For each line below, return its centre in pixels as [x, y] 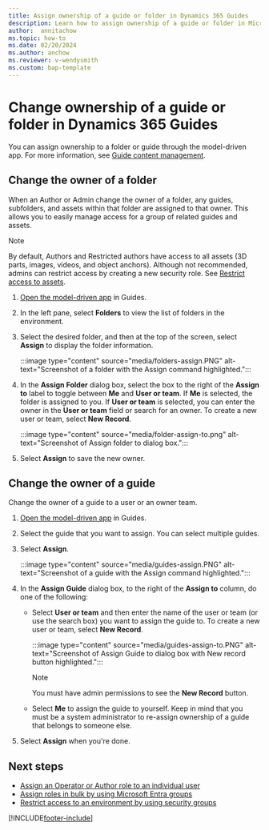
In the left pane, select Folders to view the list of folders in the [122, 312]
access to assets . [37, 282]
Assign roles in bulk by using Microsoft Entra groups [106, 794]
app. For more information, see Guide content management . [107, 155]
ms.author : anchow [39, 53]
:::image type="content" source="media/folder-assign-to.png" [123, 434]
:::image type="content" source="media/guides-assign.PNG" [121, 564]
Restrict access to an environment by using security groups [118, 803]
